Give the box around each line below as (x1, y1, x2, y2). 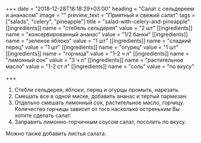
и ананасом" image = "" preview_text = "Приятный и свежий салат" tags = (5, 11, 196, 19)
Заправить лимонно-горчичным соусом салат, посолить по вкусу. (14, 118, 187, 126)
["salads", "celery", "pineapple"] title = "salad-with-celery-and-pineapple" (5, 18, 191, 25)
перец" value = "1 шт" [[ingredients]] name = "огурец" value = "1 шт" (5, 43, 179, 51)
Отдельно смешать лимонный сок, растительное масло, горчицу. (14, 99, 185, 106)
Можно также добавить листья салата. (5, 130, 107, 137)
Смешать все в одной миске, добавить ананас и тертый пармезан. (14, 93, 188, 100)
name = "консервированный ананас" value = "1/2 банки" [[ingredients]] (5, 31, 188, 38)
